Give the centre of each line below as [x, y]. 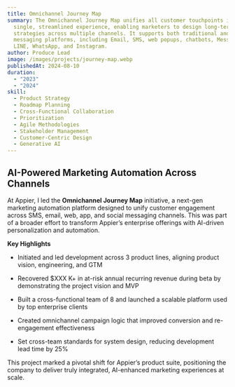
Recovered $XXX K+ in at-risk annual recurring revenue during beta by [119, 278]
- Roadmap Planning [42, 105]
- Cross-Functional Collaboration [64, 111]
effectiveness [75, 327]
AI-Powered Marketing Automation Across [102, 172]
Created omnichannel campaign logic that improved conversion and [115, 320]
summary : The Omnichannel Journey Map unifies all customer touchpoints [115, 20]
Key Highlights [29, 243]
